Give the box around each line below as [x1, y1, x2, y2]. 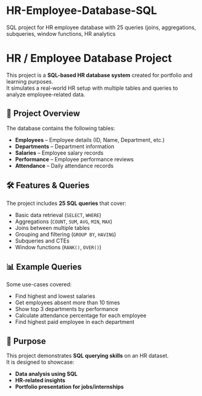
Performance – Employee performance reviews [15, 155, 134, 163]
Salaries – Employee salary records [15, 149, 104, 156]
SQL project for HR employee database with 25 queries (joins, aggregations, [6, 24, 197, 31]
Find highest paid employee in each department [15, 318, 135, 326]
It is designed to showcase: [6, 358, 74, 366]
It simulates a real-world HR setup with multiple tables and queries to [6, 84, 178, 92]
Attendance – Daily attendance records [15, 162, 114, 169]
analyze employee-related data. [6, 90, 86, 98]
